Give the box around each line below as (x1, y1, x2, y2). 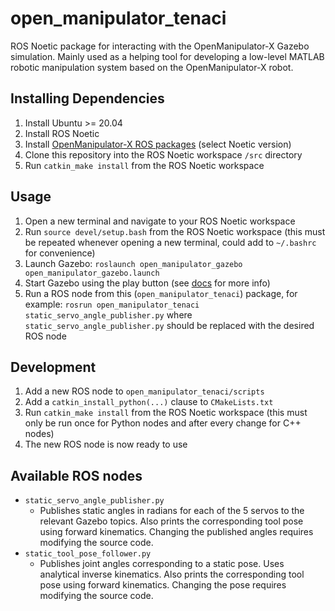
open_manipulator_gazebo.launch (24, 268, 160, 278)
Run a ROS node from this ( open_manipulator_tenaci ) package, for (24, 287, 298, 299)
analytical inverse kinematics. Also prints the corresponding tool (39, 568, 305, 581)
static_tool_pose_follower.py (24, 549, 152, 559)
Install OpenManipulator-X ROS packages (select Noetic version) (24, 138, 292, 150)
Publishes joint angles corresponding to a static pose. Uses (39, 558, 285, 570)
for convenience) (24, 247, 96, 259)
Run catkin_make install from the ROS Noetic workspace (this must (24, 407, 308, 419)
